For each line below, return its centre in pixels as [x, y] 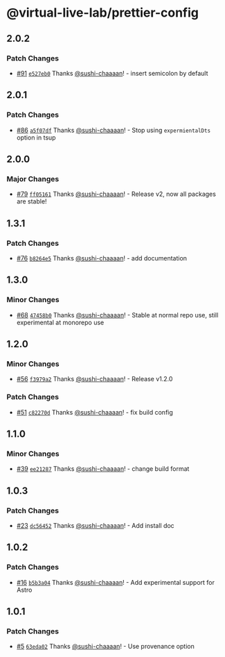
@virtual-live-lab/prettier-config [102, 13]
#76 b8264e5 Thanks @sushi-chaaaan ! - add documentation [102, 258]
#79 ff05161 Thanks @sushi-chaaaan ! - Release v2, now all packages [116, 194]
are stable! [31, 201]
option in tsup [36, 138]
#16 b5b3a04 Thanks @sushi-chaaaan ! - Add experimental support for [116, 582]
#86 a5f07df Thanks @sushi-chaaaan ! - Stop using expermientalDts [114, 130]
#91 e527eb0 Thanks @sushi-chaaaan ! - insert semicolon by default [112, 73]
